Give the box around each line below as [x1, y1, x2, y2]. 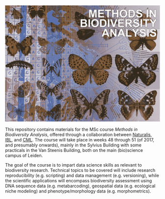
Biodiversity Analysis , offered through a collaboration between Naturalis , [5, 132, 152, 138]
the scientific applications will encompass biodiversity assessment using [5, 178, 152, 183]
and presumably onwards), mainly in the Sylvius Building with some [5, 142, 141, 148]
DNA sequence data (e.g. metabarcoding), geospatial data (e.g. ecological [5, 183, 156, 189]
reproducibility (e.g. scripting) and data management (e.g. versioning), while [5, 172, 160, 178]
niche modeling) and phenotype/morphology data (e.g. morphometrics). [5, 188, 151, 194]
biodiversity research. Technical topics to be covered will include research [5, 168, 156, 173]
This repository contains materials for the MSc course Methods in [5, 126, 138, 132]
